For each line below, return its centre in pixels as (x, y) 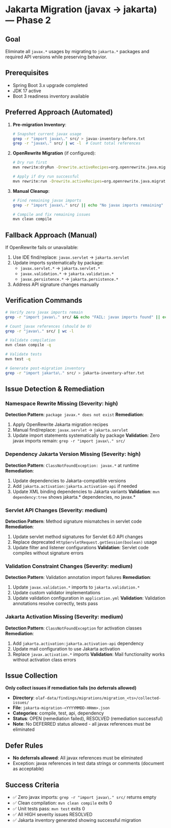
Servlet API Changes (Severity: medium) (56, 510)
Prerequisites (27, 73)
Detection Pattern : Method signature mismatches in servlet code (74, 521)
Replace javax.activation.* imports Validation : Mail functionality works (89, 654)
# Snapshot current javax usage (47, 134)
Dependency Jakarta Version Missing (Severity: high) (73, 454)
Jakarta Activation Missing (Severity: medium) (64, 617)
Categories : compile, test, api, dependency (58, 713)
